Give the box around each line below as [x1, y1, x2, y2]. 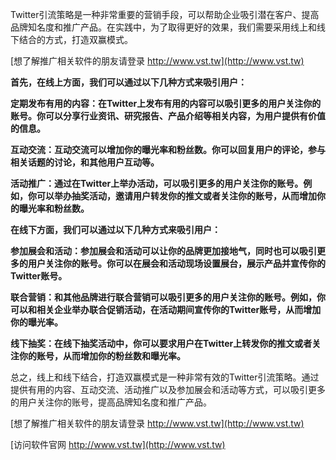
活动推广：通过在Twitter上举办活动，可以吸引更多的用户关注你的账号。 [10, 178, 304, 189]
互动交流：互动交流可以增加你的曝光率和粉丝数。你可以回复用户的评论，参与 [10, 144, 326, 155]
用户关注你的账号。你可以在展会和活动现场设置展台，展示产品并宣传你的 [27, 258, 326, 269]
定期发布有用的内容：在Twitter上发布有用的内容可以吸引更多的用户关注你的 [10, 98, 322, 109]
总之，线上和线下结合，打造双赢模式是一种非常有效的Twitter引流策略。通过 [10, 371, 320, 383]
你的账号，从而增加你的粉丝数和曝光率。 [18, 350, 186, 362]
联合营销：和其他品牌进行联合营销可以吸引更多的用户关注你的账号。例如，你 [10, 291, 326, 303]
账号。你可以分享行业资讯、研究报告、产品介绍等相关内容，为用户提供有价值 [10, 110, 326, 122]
